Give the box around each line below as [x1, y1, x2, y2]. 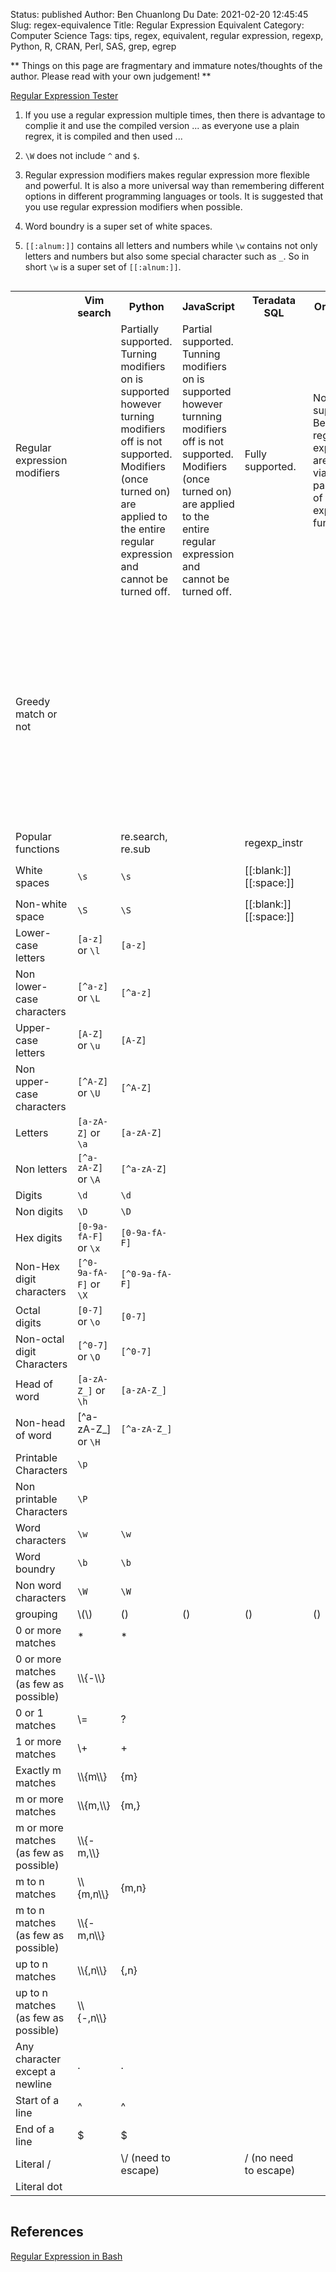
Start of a [15, 2094, 60, 2107]
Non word [15, 1579, 62, 1592]
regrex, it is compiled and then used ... [24, 130, 183, 142]
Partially [120, 322, 159, 336]
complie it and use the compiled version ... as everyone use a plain [24, 120, 300, 131]
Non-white [15, 897, 68, 911]
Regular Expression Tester [10, 90, 119, 101]
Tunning [181, 347, 221, 361]
